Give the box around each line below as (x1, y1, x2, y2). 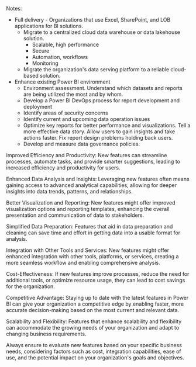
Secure (32, 47, 50, 54)
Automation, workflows (32, 54, 88, 60)
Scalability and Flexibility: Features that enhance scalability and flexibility (6, 318, 182, 325)
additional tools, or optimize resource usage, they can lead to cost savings (6, 277, 185, 283)
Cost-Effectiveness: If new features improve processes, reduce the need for (6, 271, 190, 277)
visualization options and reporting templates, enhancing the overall (6, 206, 170, 212)
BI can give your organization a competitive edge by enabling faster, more (6, 300, 184, 307)
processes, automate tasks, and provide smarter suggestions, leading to (6, 158, 180, 165)
